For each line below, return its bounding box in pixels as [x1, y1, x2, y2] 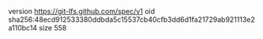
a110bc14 [8, 23, 38, 32]
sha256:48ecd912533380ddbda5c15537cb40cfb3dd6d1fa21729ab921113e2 [8, 15, 255, 24]
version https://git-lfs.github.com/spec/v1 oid [8, 7, 156, 16]
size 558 [39, 23, 67, 32]
